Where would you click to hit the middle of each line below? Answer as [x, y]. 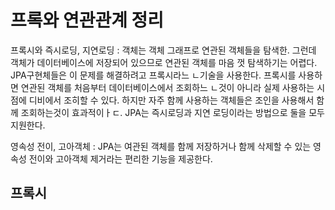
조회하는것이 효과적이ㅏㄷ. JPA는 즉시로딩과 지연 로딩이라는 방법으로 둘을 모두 [172, 112]
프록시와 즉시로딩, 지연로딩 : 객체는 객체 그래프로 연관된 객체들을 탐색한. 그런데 [163, 50]
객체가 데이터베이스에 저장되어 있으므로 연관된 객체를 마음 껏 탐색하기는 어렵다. [164, 62]
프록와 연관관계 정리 [87, 20]
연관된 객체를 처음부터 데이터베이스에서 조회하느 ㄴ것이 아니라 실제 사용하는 [167, 87]
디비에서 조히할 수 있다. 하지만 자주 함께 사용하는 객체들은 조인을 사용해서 [171, 100]
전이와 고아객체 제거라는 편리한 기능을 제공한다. [120, 158]
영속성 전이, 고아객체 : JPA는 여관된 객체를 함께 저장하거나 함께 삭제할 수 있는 [161, 146]
